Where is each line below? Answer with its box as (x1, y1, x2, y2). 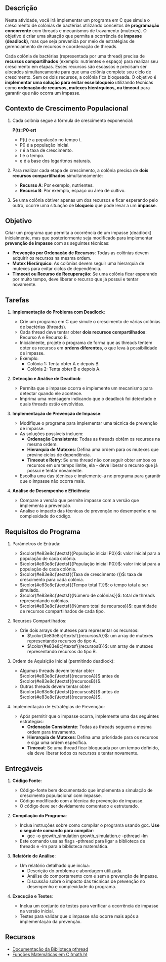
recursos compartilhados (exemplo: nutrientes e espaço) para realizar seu (5, 58, 158, 64)
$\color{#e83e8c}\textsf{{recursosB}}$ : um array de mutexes (27, 643, 153, 649)
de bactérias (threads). (19, 324, 67, 330)
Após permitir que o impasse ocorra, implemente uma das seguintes (19, 713, 159, 719)
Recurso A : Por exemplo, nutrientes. (19, 182, 94, 188)
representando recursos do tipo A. (27, 638, 97, 644)
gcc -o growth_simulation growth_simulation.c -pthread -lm (27, 833, 148, 839)
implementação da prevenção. (19, 918, 82, 924)
